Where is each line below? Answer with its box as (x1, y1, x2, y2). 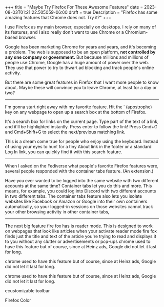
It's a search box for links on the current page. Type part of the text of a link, (5, 118, 159, 124)
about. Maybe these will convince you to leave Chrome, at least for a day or (5, 85, 157, 90)
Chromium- (124, 29, 148, 35)
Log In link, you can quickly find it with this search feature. (5, 149, 123, 155)
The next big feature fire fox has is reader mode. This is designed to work (5, 223, 153, 229)
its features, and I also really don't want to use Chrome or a (5, 29, 124, 35)
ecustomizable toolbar (5, 288, 50, 293)
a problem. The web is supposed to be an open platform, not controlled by (5, 49, 156, 55)
